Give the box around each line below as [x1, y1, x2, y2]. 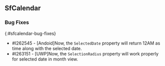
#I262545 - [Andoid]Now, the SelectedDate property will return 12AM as [11, 40, 160, 46]
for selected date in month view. [11, 56, 78, 62]
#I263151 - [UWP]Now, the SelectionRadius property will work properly [11, 50, 158, 56]
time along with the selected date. [11, 45, 82, 51]
